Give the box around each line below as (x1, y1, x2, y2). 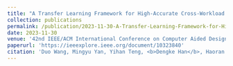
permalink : (7, 23, 39, 30)
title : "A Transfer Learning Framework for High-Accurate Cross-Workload (7, 10, 225, 17)
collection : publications (7, 16, 82, 23)
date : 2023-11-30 (7, 29, 58, 36)
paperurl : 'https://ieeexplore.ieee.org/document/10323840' (7, 42, 185, 49)
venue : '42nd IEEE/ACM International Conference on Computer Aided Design (7, 36, 228, 43)
